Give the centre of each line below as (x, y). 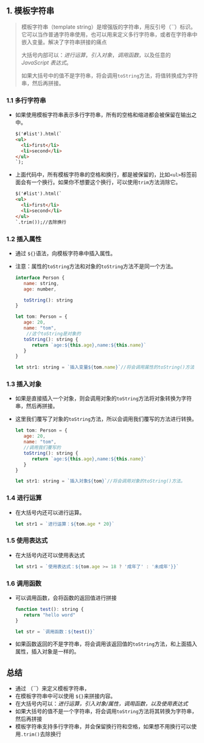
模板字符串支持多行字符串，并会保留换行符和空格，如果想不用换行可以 (103, 727)
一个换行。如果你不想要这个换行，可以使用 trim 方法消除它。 (106, 182)
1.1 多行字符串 (26, 100)
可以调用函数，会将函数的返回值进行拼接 (66, 597)
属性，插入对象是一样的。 (47, 652)
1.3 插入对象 (24, 384)
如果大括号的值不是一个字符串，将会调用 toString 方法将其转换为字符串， (106, 711)
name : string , (41, 283)
